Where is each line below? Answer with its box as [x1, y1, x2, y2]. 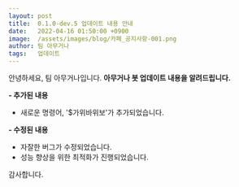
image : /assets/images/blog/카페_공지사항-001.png [8, 34, 177, 43]
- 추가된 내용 [8, 90, 49, 100]
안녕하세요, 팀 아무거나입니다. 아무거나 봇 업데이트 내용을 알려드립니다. [8, 73, 232, 82]
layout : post [8, 11, 53, 20]
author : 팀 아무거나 [8, 42, 70, 50]
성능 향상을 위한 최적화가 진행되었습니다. [20, 152, 149, 162]
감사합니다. [8, 170, 44, 179]
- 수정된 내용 [8, 125, 49, 134]
